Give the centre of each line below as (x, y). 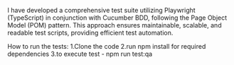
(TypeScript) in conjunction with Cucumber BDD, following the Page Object (117, 18)
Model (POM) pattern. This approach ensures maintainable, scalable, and (115, 25)
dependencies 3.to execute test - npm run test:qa (80, 54)
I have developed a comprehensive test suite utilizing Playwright (101, 10)
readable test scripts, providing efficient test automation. (90, 32)
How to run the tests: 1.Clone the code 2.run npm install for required (107, 46)
